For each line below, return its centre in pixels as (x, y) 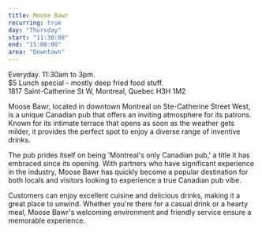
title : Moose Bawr (38, 15)
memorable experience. (47, 220)
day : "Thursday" (35, 30)
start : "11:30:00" (38, 37)
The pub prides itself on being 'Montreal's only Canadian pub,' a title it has (129, 155)
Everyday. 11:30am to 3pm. (52, 74)
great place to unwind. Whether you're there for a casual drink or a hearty (128, 204)
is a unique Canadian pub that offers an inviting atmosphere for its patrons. (130, 115)
